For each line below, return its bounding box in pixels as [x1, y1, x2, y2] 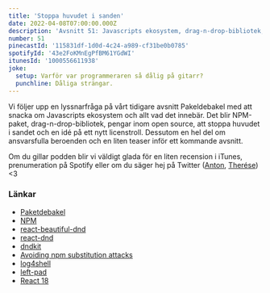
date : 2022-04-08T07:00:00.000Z [8, 19, 117, 27]
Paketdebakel [19, 207, 66, 216]
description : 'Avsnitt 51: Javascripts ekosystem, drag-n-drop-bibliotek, [8, 27, 265, 35]
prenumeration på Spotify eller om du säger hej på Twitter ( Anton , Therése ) [8, 160, 259, 170]
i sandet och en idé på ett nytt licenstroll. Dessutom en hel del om [8, 127, 226, 137]
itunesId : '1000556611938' [8, 57, 99, 65]
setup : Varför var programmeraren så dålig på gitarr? [15, 72, 204, 80]
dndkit [19, 241, 42, 251]
